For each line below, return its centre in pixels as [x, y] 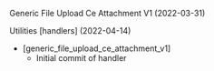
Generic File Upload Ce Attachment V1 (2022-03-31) [107, 13]
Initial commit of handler [81, 58]
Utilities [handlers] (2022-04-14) [70, 30]
